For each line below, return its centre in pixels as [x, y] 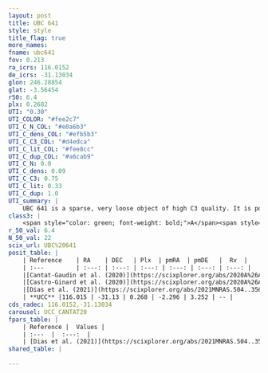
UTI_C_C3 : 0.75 [33, 179]
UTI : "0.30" [28, 112]
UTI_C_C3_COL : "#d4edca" [49, 141]
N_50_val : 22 [30, 238]
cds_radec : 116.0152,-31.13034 [60, 304]
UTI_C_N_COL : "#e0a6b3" [48, 127]
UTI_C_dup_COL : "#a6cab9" [51, 156]
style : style [30, 30]
